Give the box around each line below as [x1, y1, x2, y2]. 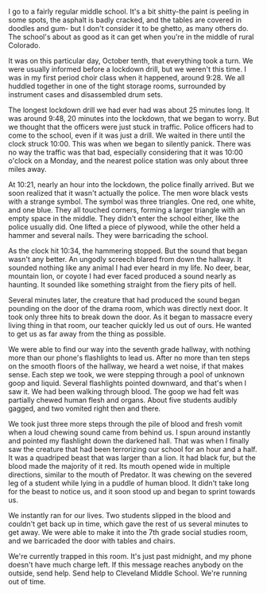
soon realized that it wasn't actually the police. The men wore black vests [8, 189, 249, 197]
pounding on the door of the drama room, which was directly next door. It [8, 304, 249, 313]
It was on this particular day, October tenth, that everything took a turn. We [8, 56, 253, 65]
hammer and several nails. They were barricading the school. [8, 231, 209, 240]
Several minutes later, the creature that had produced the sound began [8, 295, 241, 305]
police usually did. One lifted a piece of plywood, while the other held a [8, 222, 241, 232]
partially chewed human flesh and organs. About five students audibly [8, 396, 238, 404]
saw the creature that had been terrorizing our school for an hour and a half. [8, 445, 257, 454]
